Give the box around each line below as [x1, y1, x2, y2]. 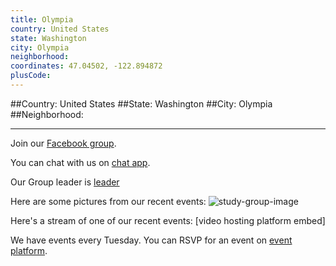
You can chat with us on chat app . [10, 156, 151, 168]
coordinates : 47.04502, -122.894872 [10, 61, 163, 71]
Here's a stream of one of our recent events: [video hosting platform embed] [10, 214, 326, 226]
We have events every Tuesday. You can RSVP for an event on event [10, 234, 293, 246]
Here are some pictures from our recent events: [10, 195, 207, 207]
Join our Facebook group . [10, 137, 117, 149]
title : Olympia [10, 14, 74, 25]
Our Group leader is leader [10, 176, 120, 188]
